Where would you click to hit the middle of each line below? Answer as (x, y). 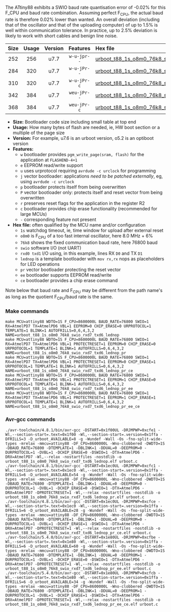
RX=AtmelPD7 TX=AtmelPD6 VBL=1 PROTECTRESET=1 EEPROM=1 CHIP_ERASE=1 (81, 398)
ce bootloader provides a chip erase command (69, 280)
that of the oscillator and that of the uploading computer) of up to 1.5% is (82, 25)
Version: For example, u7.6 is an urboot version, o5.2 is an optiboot (83, 138)
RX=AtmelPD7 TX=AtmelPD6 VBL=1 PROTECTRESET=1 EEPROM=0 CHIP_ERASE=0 (81, 344)
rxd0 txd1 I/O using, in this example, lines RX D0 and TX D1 (81, 253)
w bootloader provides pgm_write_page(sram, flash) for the (82, 154)
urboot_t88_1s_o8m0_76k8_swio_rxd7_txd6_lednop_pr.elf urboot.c (75, 497)
